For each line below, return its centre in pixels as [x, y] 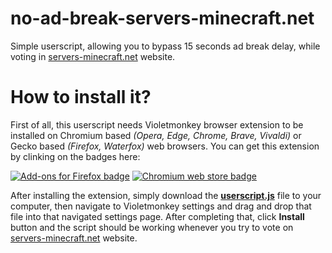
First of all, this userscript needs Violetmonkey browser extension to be [157, 124]
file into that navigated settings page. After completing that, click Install [157, 216]
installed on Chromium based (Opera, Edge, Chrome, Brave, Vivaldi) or [156, 135]
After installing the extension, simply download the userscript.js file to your [166, 195]
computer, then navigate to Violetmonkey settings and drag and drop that [161, 206]
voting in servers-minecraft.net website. [93, 56]
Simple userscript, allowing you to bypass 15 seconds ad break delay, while [165, 46]
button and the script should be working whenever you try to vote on [152, 227]
